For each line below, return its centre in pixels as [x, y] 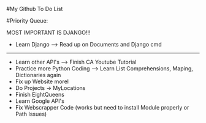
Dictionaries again [38, 75]
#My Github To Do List [35, 9]
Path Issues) [31, 114]
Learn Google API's [40, 101]
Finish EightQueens [40, 95]
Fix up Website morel [42, 81]
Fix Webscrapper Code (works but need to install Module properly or [102, 107]
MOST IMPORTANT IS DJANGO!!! [48, 32]
